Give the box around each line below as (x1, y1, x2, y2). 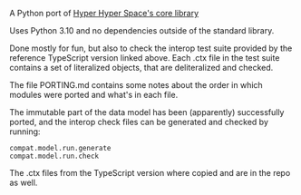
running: (9, 126, 41, 137)
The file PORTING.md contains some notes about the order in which (9, 80, 263, 90)
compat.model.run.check (9, 151, 100, 161)
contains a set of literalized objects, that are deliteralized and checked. (9, 63, 274, 73)
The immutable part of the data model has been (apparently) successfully (9, 107, 285, 117)
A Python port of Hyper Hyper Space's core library (9, 8, 199, 18)
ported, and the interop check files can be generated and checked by (9, 117, 269, 127)
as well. (9, 177, 38, 188)
